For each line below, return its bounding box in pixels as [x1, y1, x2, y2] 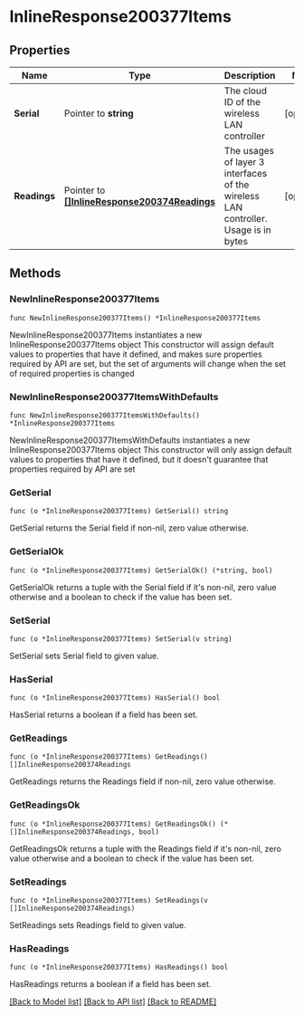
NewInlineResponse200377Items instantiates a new [9, 329, 203, 340]
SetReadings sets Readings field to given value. [9, 920, 187, 931]
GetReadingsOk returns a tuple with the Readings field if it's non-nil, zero [9, 843, 282, 854]
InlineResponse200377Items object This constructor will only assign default [9, 444, 292, 455]
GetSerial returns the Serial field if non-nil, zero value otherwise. [9, 522, 249, 533]
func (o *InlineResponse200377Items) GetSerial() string [9, 507, 229, 516]
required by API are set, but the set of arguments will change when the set [9, 358, 287, 369]
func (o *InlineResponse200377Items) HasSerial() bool [9, 694, 221, 703]
